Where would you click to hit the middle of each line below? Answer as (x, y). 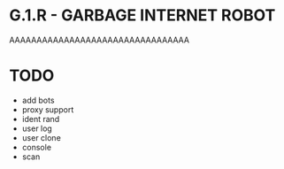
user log (37, 128)
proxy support (48, 109)
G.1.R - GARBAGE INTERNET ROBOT (142, 15)
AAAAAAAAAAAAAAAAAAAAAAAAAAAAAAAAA (100, 40)
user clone (42, 137)
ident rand (41, 119)
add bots (38, 100)
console (36, 147)
